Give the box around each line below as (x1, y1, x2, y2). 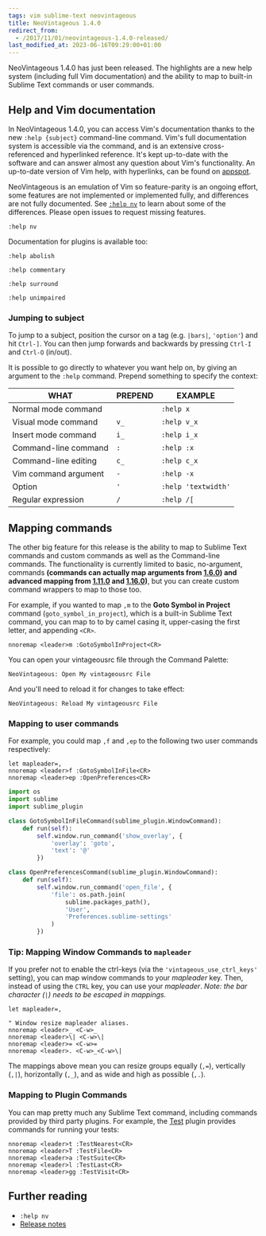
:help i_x (161, 431, 199, 440)
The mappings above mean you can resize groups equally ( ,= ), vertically (8, 1061, 246, 1071)
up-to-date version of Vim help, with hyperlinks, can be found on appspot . (8, 166, 252, 176)
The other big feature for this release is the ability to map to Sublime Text (8, 542, 248, 552)
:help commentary (8, 266, 66, 274)
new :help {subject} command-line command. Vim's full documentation (8, 132, 247, 142)
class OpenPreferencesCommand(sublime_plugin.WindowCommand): (8, 869, 218, 877)
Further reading (8, 1190, 87, 1203)
